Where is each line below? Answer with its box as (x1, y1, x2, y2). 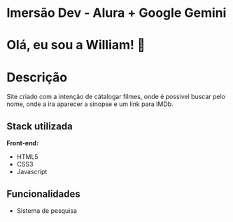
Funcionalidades (6, 188, 81, 200)
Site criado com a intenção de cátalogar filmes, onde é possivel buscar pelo (6, 93, 225, 101)
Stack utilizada (6, 120, 73, 132)
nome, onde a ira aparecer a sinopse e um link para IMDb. (6, 100, 174, 108)
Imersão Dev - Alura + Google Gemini (6, 5, 227, 21)
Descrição (6, 69, 68, 85)
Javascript (16, 167, 48, 176)
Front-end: (6, 139, 39, 148)
